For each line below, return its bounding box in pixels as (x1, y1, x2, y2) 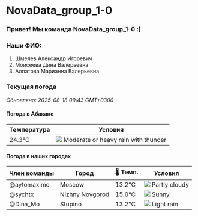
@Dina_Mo (9, 200, 40, 208)
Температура (9, 125, 50, 134)
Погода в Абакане (6, 110, 54, 117)
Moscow (59, 181, 85, 189)
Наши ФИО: (6, 42, 42, 50)
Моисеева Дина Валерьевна (14, 61, 89, 69)
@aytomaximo (9, 181, 50, 189)
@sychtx (9, 190, 34, 199)
